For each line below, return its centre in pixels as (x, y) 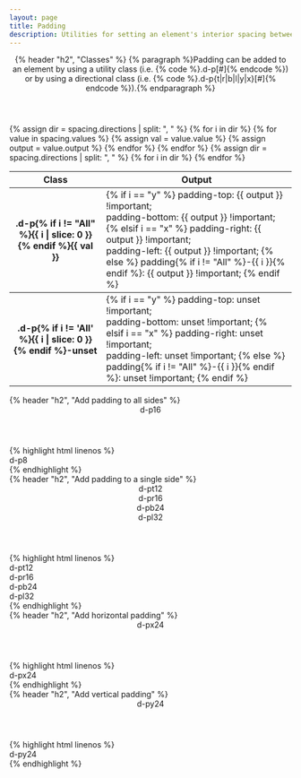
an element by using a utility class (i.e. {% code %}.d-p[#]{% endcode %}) (150, 69)
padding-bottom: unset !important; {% (187, 322)
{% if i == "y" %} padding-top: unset (183, 299)
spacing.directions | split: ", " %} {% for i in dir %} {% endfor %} (128, 158)
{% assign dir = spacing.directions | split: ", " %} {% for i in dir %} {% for (143, 129)
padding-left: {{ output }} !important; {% (190, 251)
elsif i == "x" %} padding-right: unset (185, 333)
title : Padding (38, 26)
